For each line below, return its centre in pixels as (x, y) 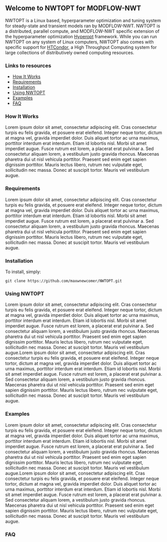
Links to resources (28, 65)
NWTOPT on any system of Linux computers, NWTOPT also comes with (79, 42)
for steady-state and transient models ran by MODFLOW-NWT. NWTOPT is (83, 26)
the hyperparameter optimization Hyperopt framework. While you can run (81, 36)
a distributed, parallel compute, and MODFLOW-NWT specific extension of (82, 31)
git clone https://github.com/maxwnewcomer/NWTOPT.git (64, 281)
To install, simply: (23, 272)
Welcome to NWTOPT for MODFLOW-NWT (73, 8)
